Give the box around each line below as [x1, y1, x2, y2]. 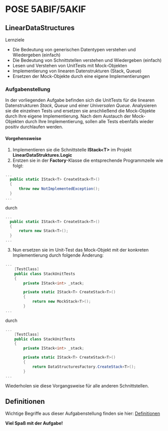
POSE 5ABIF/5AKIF [5, 4, 87, 15]
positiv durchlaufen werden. [5, 124, 63, 130]
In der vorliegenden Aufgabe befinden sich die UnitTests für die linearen [5, 97, 155, 103]
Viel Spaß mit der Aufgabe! [5, 420, 63, 426]
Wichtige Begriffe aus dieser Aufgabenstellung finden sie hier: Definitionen [5, 410, 160, 416]
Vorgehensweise [5, 135, 42, 141]
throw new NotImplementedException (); [18, 186, 100, 191]
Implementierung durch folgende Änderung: [12, 252, 104, 258]
